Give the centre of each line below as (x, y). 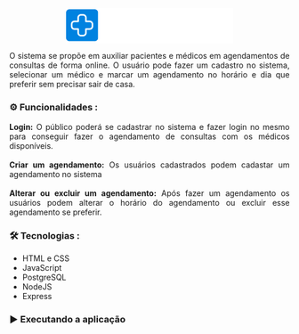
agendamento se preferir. (56, 212)
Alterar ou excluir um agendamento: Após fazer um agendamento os (149, 193)
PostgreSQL (44, 277)
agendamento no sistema (56, 174)
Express (37, 296)
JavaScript (42, 267)
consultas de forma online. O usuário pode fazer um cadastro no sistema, (149, 65)
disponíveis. (31, 145)
